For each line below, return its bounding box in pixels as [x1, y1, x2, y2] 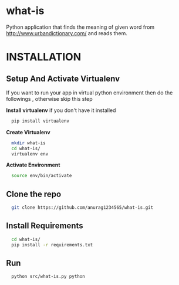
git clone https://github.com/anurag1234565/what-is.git [11, 205, 154, 211]
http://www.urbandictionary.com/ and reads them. [6, 29, 128, 36]
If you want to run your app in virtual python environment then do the [6, 89, 173, 96]
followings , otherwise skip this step [6, 95, 93, 102]
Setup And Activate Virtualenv [6, 73, 120, 83]
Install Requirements [6, 221, 83, 231]
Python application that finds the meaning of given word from [6, 23, 155, 30]
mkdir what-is [11, 140, 46, 146]
